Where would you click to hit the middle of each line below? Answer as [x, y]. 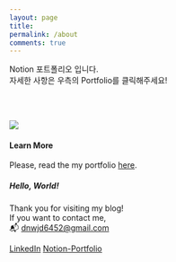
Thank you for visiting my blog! [66, 208]
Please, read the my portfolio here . [73, 165]
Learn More [31, 145]
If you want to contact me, [58, 218]
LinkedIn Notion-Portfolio [56, 249]
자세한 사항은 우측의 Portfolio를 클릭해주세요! [88, 81]
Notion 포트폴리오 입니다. [54, 69]
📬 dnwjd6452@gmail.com [59, 228]
